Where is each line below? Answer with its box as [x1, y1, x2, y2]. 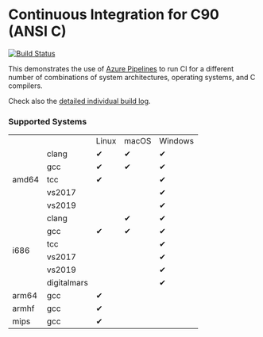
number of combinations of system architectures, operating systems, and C [8, 72, 256, 82]
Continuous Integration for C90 [8, 6, 220, 24]
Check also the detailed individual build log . [8, 96, 151, 105]
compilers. [8, 81, 43, 90]
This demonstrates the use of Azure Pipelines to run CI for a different [8, 63, 234, 73]
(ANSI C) [8, 22, 67, 40]
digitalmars [46, 278, 89, 289]
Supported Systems [8, 116, 87, 127]
